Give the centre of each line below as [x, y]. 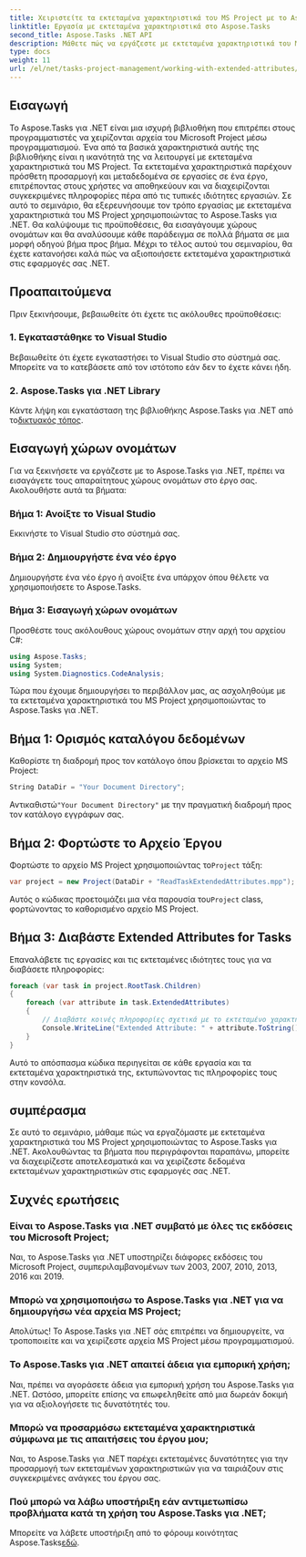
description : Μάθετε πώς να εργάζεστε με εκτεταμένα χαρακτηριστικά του [150, 43]
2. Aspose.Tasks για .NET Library [85, 390]
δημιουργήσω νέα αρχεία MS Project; [96, 1312]
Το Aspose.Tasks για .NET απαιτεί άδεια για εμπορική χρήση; [150, 1365]
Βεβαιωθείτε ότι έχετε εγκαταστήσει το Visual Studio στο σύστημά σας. [145, 357]
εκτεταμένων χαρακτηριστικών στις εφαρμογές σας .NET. [120, 1171]
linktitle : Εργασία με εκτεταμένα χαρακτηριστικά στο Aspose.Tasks [140, 26]
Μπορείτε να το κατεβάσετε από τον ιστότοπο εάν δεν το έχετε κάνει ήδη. [150, 366]
